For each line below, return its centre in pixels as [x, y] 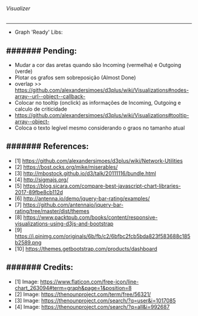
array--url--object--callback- [50, 96]
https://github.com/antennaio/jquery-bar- [73, 205]
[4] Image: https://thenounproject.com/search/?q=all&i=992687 [92, 307]
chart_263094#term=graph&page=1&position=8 [73, 288]
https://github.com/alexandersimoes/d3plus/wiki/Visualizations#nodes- [102, 90]
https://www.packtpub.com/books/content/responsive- [90, 217]
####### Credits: [40, 267]
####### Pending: [42, 51]
